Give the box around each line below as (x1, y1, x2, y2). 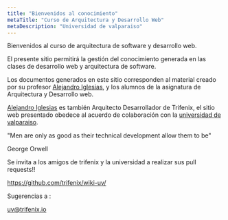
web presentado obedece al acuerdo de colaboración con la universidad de (7, 111, 221, 119)
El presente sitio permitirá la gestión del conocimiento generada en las (7, 55, 206, 63)
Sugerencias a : (7, 192, 52, 200)
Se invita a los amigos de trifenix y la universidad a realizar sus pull (7, 158, 197, 166)
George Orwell (7, 145, 48, 153)
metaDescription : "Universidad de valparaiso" (7, 23, 143, 30)
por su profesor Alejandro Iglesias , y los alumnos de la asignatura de (7, 83, 201, 91)
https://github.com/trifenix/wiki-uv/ (7, 179, 106, 187)
